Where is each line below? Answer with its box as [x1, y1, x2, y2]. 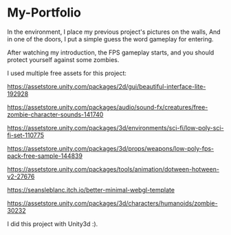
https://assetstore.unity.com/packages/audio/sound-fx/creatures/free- [7, 103, 208, 111]
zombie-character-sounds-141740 [7, 110, 104, 119]
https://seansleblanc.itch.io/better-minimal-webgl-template [7, 185, 175, 194]
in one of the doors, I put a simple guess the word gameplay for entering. [7, 34, 214, 43]
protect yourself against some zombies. [7, 55, 120, 63]
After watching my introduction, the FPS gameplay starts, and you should [7, 48, 214, 57]
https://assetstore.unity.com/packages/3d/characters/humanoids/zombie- [7, 198, 218, 207]
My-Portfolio [7, 5, 81, 21]
